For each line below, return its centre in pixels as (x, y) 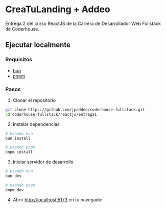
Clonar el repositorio (34, 100)
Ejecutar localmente (38, 45)
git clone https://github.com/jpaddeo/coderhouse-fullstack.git (75, 110)
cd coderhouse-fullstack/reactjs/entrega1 (51, 114)
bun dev (14, 176)
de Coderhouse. (22, 29)
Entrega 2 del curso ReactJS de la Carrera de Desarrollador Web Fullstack (83, 23)
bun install (18, 138)
